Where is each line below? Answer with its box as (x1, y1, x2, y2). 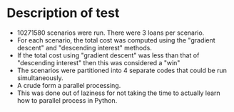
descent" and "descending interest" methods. (16, 43, 153, 52)
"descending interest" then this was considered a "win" (16, 58, 180, 67)
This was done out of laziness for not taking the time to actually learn (16, 89, 220, 97)
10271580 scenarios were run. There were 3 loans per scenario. (16, 28, 205, 37)
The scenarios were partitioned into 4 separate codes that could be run (16, 66, 228, 74)
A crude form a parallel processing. (16, 81, 121, 89)
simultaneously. (16, 73, 63, 82)
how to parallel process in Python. (16, 96, 118, 104)
